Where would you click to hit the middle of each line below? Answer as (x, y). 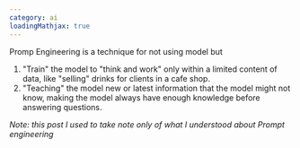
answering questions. (62, 107)
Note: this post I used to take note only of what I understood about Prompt (147, 124)
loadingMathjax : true (50, 26)
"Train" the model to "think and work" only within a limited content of (150, 69)
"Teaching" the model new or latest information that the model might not (156, 88)
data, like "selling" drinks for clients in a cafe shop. (116, 78)
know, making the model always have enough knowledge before (141, 97)
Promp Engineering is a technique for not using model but (116, 51)
